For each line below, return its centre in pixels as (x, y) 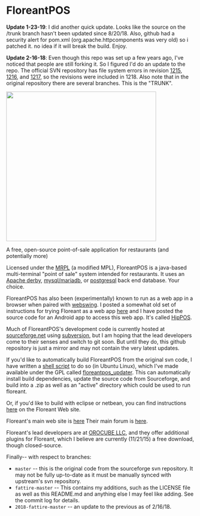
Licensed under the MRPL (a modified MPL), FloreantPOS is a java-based (97, 268)
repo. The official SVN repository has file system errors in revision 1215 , (94, 70)
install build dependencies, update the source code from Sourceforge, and (98, 378)
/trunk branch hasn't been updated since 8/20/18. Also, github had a (90, 33)
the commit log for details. (47, 500)
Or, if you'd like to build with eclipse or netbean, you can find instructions (96, 403)
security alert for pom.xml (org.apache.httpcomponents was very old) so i (97, 40)
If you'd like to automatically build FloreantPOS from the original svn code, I (99, 359)
